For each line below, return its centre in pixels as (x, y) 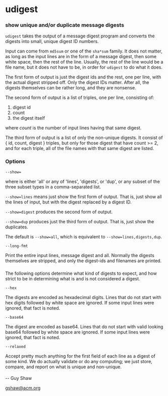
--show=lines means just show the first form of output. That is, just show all (84, 196)
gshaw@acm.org (23, 388)
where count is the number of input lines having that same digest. (73, 128)
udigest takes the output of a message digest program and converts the (80, 36)
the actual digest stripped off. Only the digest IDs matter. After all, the (77, 82)
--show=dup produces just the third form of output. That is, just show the (80, 221)
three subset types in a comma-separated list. (53, 187)
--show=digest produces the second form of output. (59, 212)
